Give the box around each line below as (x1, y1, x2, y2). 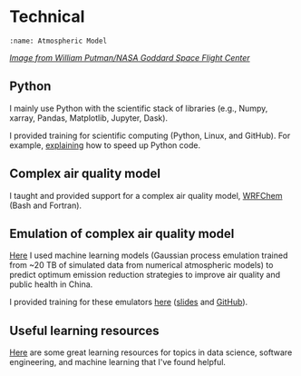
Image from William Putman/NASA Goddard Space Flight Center (9, 52, 251, 63)
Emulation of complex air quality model (9, 225, 235, 242)
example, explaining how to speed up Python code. (9, 139, 201, 151)
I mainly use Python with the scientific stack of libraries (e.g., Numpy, (9, 103, 268, 114)
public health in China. (9, 279, 93, 290)
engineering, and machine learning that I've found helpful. (9, 357, 227, 368)
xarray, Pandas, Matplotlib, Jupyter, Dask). (9, 112, 169, 124)
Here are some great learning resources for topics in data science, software (9, 347, 293, 358)
